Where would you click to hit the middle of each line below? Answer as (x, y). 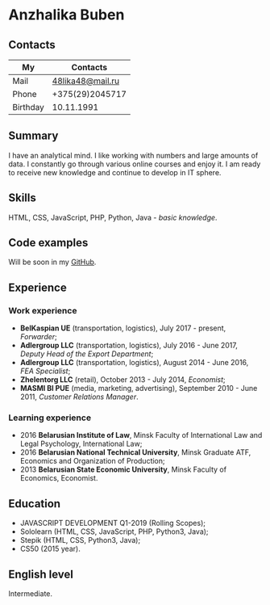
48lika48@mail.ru (85, 81)
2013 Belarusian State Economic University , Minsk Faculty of (123, 469)
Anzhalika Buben (66, 15)
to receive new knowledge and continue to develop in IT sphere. (115, 172)
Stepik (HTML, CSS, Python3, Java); (80, 540)
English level (41, 574)
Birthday (28, 107)
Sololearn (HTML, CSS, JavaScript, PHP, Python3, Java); (114, 531)
